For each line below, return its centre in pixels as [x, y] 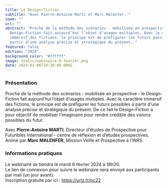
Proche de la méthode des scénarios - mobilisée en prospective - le [75, 94]
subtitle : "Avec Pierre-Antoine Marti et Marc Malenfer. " [68, 14]
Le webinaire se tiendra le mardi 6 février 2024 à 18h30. [63, 164]
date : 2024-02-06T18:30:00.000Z [39, 65]
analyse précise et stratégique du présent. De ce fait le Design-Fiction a [79, 110]
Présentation [21, 83]
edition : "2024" [22, 51]
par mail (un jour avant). [30, 175]
